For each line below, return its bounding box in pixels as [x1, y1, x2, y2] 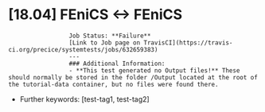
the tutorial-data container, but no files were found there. [8, 80, 219, 88]
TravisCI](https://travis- [143, 38, 233, 47]
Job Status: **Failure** [68, 32, 151, 40]
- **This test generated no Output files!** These [68, 66, 240, 75]
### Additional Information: [68, 60, 166, 68]
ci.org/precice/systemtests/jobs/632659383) [8, 45, 158, 53]
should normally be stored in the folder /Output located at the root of [8, 73, 259, 81]
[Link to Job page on [68, 38, 141, 47]
